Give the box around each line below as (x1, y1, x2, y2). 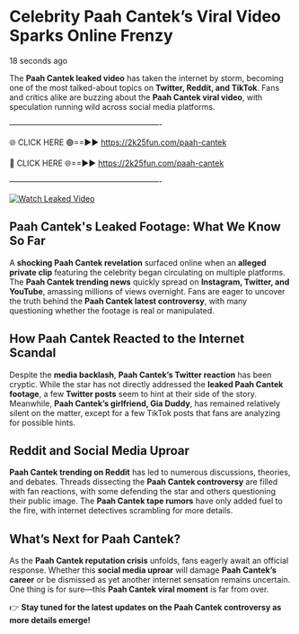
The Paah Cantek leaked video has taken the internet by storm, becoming (9, 72, 285, 83)
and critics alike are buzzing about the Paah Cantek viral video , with (9, 92, 263, 103)
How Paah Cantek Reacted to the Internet (9, 331, 245, 347)
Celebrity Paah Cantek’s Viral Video (9, 6, 281, 27)
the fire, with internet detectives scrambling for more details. (9, 505, 233, 516)
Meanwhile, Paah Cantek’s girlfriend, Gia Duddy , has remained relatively (9, 398, 281, 409)
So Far (9, 233, 47, 249)
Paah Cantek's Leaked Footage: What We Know (9, 219, 281, 235)
